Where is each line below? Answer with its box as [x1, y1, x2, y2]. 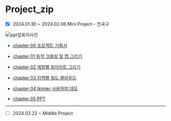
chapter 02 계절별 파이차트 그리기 [12, 64, 81, 70]
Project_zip [5, 4, 54, 15]
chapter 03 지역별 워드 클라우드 [12, 75, 77, 80]
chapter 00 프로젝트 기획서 [12, 43, 68, 49]
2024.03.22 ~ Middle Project [12, 110, 73, 116]
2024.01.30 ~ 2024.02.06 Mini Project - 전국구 [12, 21, 109, 27]
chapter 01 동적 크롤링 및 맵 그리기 [12, 53, 82, 59]
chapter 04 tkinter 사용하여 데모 [12, 86, 78, 92]
